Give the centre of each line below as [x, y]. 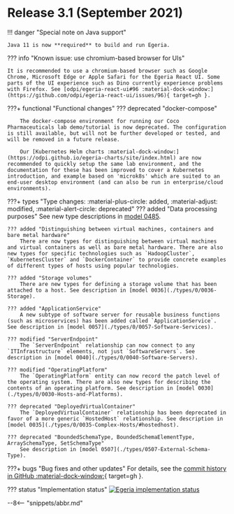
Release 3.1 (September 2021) [95, 13]
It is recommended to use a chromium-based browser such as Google [108, 71]
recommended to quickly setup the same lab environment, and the [104, 164]
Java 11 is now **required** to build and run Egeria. [89, 45]
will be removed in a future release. [64, 139]
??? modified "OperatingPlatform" [58, 370]
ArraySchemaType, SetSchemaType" [56, 443]
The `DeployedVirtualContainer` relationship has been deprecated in [123, 413]
